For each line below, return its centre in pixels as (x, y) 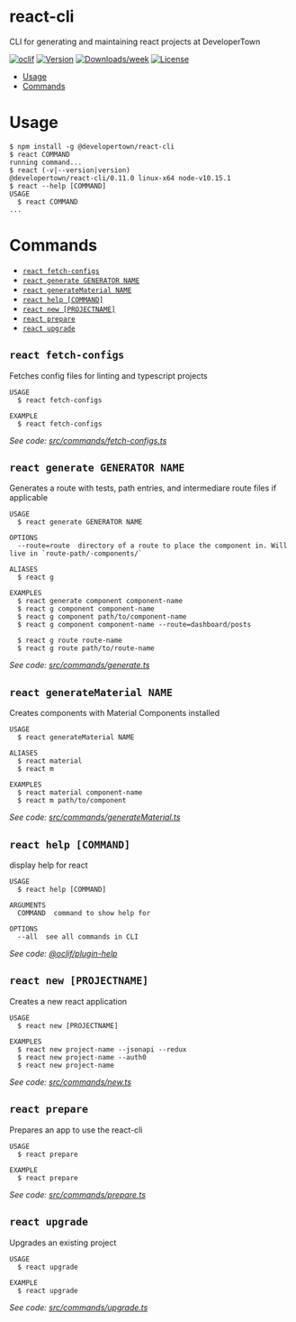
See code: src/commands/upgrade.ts (79, 1307)
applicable (28, 498)
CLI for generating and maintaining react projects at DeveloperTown (135, 41)
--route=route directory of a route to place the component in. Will (152, 546)
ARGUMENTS (28, 905)
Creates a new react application (68, 1001)
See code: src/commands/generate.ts (80, 666)
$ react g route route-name (70, 641)
